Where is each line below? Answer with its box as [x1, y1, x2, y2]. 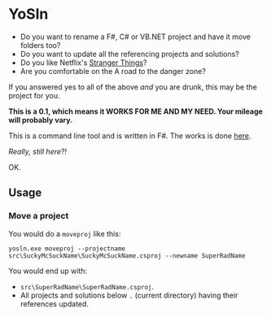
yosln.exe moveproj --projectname [8, 245, 126, 253]
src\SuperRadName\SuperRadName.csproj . [20, 281, 155, 291]
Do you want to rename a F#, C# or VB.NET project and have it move [20, 32, 251, 41]
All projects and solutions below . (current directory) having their [20, 290, 238, 300]
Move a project [8, 211, 69, 222]
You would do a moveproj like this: [8, 228, 121, 238]
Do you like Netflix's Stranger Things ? [20, 58, 147, 67]
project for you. [8, 90, 60, 100]
